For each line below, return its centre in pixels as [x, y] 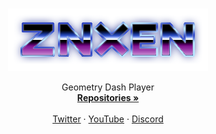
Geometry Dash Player [108, 87]
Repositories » [108, 97]
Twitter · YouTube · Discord [108, 119]
